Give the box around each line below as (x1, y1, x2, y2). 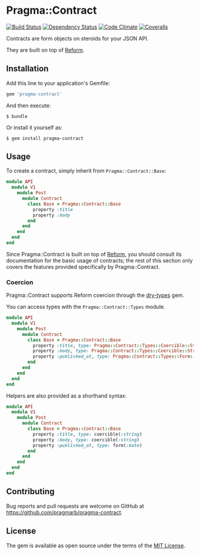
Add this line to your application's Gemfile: (6, 79, 110, 86)
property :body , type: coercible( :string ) (32, 436, 140, 443)
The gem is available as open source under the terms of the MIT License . (6, 542, 186, 549)
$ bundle (6, 113, 28, 119)
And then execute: (6, 102, 51, 109)
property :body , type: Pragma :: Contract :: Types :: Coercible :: (32, 348, 187, 354)
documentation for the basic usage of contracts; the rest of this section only (6, 257, 193, 264)
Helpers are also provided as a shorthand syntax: (6, 392, 127, 399)
